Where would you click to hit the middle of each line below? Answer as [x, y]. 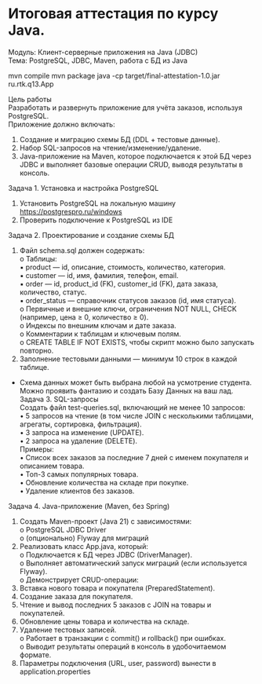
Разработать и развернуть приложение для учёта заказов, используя [126, 108]
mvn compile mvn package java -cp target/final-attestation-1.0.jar [114, 75]
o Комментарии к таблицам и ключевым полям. [100, 334]
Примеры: [36, 449]
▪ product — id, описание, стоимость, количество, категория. [122, 267]
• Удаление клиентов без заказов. [77, 491]
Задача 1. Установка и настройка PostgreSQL [84, 188]
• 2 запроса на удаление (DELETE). [78, 441]
